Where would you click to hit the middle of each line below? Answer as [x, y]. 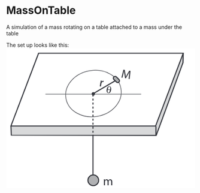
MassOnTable [41, 10]
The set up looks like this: [38, 45]
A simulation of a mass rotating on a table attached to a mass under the [94, 27]
